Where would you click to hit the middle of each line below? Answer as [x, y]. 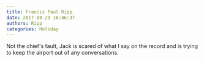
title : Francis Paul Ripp [39, 12]
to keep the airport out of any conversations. [62, 53]
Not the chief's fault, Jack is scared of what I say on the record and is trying [102, 46]
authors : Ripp [25, 23]
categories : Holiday [33, 29]
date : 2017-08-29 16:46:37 [41, 18]
